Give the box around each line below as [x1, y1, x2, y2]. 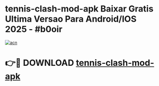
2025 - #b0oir [5, 24, 63, 35]
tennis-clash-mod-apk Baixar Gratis [5, 3, 154, 14]
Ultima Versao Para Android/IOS [5, 13, 137, 25]
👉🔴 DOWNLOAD [5, 58, 74, 68]
